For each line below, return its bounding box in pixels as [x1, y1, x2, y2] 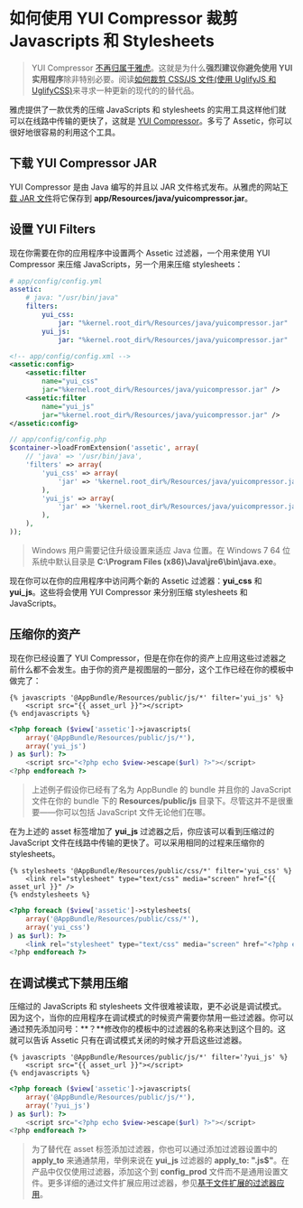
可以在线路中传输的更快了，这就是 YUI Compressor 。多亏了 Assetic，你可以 [9, 115, 293, 126]
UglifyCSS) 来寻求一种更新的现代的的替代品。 [31, 85, 199, 96]
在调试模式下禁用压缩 [9, 975, 128, 990]
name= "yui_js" [41, 402, 95, 411]
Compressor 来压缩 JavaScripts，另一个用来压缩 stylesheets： [9, 258, 243, 269]
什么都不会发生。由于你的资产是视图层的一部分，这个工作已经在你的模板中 [16, 664, 294, 674]
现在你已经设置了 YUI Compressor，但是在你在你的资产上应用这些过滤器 [9, 652, 279, 664]
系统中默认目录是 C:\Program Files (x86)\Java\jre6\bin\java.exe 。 [31, 556, 281, 567]
